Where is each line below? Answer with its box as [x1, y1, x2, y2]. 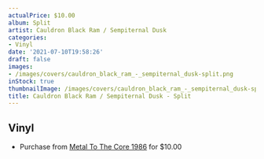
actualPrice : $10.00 [8, 11, 76, 20]
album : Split [8, 19, 51, 27]
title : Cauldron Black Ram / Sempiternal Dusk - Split [8, 92, 192, 100]
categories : [8, 33, 47, 42]
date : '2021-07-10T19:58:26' [8, 48, 104, 56]
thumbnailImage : [8, 84, 61, 93]
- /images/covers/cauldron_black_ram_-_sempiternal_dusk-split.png [8, 70, 234, 78]
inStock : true [8, 77, 55, 85]
